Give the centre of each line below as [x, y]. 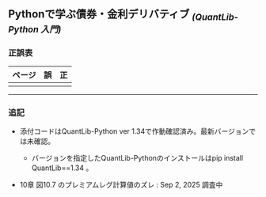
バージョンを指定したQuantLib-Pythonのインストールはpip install [137, 158]
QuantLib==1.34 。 [62, 168]
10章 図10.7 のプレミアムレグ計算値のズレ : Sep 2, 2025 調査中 [121, 185]
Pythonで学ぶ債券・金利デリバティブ [99, 14]
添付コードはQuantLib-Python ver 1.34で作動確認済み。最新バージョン [134, 131]
